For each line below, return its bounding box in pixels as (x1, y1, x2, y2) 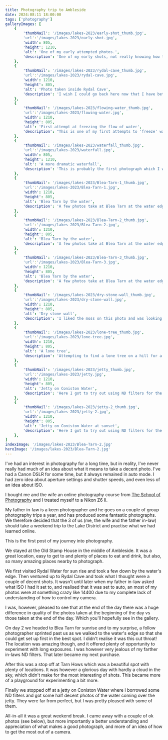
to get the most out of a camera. (5, 728, 71, 734)
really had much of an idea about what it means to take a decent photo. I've (5, 466, 161, 472)
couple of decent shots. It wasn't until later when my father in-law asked (5, 579, 154, 585)
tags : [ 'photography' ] (5, 17, 52, 22)
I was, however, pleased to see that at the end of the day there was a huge (5, 604, 159, 610)
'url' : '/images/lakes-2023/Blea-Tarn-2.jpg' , (23, 222, 120, 228)
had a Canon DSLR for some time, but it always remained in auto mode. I (5, 471, 154, 477)
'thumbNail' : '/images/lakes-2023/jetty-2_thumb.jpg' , (23, 405, 140, 410)
